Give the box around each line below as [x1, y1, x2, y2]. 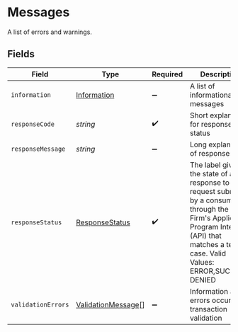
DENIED [190, 275, 216, 285]
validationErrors [11, 300, 69, 309]
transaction [190, 304, 228, 314]
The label [190, 160, 221, 170]
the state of [190, 168, 228, 178]
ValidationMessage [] [75, 299, 145, 309]
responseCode [11, 120, 55, 128]
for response [190, 119, 232, 129]
